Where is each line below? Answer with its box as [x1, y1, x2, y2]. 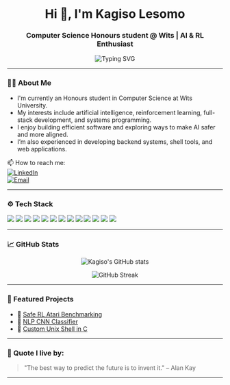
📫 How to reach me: [7, 158, 66, 166]
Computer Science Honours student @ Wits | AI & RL [26, 31, 204, 40]
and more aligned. [16, 130, 68, 138]
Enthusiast [97, 39, 133, 49]
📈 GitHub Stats [7, 240, 60, 249]
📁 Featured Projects [7, 295, 74, 304]
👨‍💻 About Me [7, 78, 51, 88]
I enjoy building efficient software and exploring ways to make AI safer [16, 123, 216, 131]
